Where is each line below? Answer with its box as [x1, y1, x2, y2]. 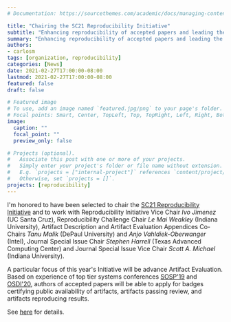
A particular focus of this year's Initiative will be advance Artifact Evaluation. [7, 265, 223, 273]
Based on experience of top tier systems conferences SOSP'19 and [7, 272, 197, 281]
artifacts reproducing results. [7, 294, 89, 303]
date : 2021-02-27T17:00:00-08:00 [7, 67, 103, 74]
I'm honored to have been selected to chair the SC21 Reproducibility [7, 200, 200, 208]
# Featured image [7, 99, 57, 106]
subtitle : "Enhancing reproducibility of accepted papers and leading [7, 29, 214, 36]
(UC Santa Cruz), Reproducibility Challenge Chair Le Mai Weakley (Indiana [7, 215, 218, 224]
